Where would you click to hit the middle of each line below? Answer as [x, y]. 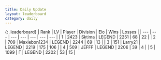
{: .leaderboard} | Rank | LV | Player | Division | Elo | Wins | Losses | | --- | [78, 32]
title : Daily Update [26, 9]
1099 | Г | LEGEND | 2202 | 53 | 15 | [40, 52]
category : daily [21, 18]
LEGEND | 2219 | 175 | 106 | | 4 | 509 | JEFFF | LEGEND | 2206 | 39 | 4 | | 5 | [80, 47]
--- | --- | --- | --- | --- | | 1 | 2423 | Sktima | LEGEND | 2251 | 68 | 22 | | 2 [83, 37]
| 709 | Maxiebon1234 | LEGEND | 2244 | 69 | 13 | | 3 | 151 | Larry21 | [73, 42]
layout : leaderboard [26, 14]
